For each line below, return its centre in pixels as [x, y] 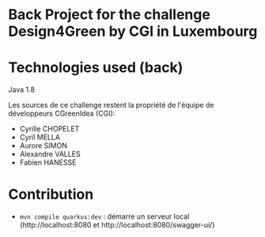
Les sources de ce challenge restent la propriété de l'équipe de [111, 105]
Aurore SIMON [43, 146]
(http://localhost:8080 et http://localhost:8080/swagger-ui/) [117, 225]
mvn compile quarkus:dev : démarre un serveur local [104, 216]
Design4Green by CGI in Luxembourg [133, 31]
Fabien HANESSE [48, 162]
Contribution [51, 195]
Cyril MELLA [40, 137]
